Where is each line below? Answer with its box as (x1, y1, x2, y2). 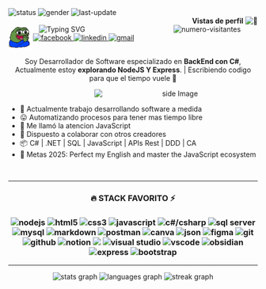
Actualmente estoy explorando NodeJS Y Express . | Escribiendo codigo (14, 65, 252, 74)
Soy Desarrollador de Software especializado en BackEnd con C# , (25, 57, 241, 66)
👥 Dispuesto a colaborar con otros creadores (19, 130, 166, 139)
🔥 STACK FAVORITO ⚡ (90, 192, 176, 203)
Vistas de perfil (192, 16, 244, 25)
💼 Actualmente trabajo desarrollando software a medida (19, 105, 203, 113)
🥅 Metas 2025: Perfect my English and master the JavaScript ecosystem (19, 150, 256, 159)
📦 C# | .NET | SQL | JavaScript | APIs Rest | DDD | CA (19, 139, 196, 147)
